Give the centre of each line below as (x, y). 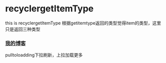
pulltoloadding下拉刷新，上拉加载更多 (44, 55)
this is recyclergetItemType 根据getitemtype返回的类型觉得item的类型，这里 (83, 23)
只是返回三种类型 (23, 29)
